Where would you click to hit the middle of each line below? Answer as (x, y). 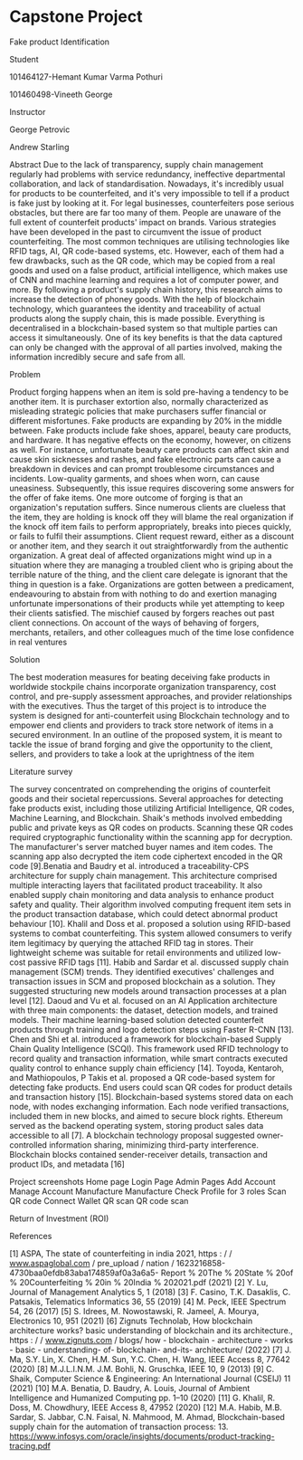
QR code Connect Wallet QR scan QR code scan (99, 1200)
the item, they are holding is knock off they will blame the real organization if (151, 517)
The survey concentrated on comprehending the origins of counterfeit (140, 788)
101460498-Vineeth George (61, 94)
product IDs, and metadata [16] (67, 1164)
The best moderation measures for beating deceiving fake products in (140, 677)
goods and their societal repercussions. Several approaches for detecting (146, 798)
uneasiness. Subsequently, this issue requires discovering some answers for (152, 488)
